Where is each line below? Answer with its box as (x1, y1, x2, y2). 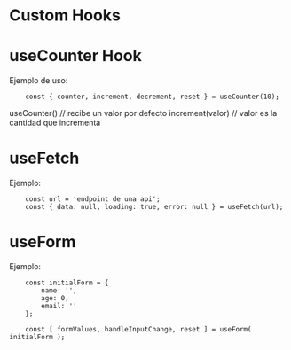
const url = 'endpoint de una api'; (25, 195, 161, 204)
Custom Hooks (9, 5, 122, 26)
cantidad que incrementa (9, 117, 101, 128)
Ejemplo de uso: (9, 75, 68, 86)
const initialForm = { (25, 278, 109, 287)
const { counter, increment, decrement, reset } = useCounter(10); (25, 92, 279, 102)
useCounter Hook (9, 46, 142, 66)
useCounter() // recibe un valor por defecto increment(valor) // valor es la (9, 108, 278, 119)
